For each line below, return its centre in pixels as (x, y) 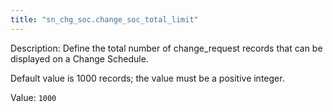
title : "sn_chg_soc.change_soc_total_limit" (104, 19)
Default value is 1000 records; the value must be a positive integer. (147, 78)
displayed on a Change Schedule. (79, 58)
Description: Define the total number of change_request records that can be (166, 48)
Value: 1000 (33, 97)
